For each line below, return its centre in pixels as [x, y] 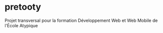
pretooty [23, 7]
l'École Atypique [21, 25]
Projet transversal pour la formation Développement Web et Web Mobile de [81, 20]
